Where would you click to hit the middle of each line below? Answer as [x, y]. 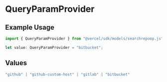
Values [16, 63]
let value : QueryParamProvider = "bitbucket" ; [54, 47]
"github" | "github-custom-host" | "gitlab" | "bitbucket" [68, 74]
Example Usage [30, 27]
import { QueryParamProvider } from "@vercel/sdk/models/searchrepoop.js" [84, 39]
